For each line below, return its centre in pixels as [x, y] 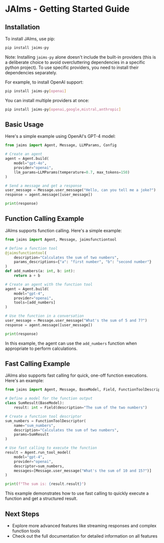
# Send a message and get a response [43, 186]
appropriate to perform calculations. [41, 348]
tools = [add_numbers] [35, 303]
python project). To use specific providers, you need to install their [72, 67]
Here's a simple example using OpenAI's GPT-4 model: [60, 136]
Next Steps [22, 514]
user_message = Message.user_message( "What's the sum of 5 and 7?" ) [76, 321]
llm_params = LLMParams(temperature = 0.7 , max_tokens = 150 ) [72, 172]
